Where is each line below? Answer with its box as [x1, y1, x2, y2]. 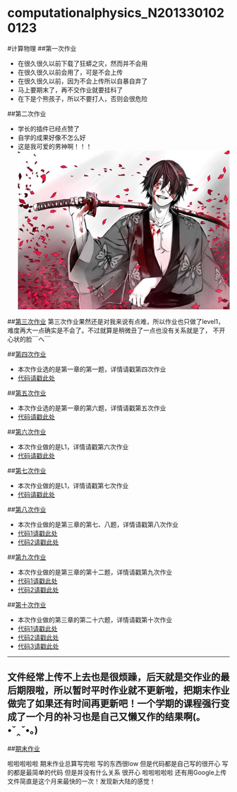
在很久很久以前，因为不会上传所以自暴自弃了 [17, 76, 148, 85]
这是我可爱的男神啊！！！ [17, 142, 92, 150]
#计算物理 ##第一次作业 [7, 44, 77, 52]
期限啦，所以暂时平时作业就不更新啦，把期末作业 [16, 685, 230, 697]
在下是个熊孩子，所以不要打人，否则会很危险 [17, 94, 148, 103]
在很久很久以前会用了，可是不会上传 [17, 68, 123, 76]
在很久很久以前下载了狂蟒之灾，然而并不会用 [17, 59, 148, 68]
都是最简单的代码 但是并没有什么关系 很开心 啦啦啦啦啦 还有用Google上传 [13, 768, 227, 776]
